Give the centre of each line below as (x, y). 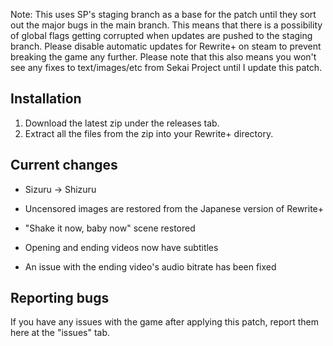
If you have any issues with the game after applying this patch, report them (164, 322)
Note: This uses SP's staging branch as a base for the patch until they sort (163, 14)
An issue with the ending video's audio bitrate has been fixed (150, 266)
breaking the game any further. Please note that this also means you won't (163, 57)
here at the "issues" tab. (60, 333)
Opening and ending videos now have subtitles (121, 247)
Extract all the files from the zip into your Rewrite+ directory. (149, 133)
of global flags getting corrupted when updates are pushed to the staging (161, 35)
